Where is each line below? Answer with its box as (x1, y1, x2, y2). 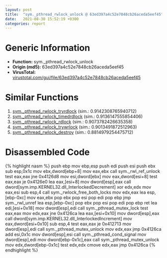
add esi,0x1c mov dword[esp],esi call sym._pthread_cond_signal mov (5, 231, 147, 238)
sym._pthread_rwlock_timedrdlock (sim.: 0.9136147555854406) (12, 113, 143, 119)
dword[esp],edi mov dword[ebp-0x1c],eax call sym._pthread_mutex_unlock (5, 237, 160, 243)
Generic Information (5, 43, 90, 53)
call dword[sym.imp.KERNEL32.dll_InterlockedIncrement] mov (5, 216, 133, 222)
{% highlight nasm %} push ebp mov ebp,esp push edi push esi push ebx (5, 163, 156, 169)
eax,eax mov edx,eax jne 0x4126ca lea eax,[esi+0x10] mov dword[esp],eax (5, 210, 160, 216)
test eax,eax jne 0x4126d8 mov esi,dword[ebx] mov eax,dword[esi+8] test (5, 174, 158, 180)
